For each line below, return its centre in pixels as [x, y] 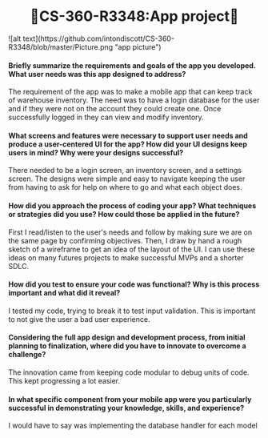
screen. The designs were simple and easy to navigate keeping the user [127, 179]
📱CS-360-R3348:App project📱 [134, 16]
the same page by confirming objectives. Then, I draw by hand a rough [125, 240]
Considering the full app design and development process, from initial [127, 338]
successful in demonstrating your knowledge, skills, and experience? [126, 408]
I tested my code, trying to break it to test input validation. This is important [132, 311]
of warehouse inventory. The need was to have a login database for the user [134, 100]
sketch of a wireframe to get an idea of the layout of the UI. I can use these [132, 249]
